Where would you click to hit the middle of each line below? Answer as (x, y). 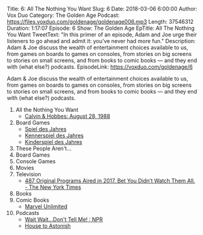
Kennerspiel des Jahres (54, 135)
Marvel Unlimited (46, 206)
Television (28, 174)
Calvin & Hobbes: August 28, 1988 (68, 116)
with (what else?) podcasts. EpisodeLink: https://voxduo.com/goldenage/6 (100, 67)
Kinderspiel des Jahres (53, 142)
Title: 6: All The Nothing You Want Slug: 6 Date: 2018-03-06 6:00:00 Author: (102, 9)
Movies (25, 168)
